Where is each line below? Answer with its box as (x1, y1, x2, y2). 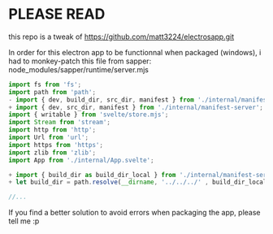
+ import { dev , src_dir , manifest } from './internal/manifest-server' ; (8, 103, 264, 111)
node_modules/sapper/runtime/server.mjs (8, 64, 149, 74)
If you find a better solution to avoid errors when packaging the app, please (8, 208, 261, 218)
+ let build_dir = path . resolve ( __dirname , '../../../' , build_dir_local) (8, 178, 271, 187)
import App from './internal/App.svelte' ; (8, 156, 154, 164)
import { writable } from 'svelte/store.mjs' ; (8, 110, 169, 119)
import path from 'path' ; (8, 88, 96, 96)
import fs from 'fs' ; (8, 80, 82, 89)
